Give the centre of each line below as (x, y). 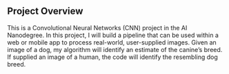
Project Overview (45, 11)
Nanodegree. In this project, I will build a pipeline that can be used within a (113, 35)
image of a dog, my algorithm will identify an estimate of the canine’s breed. (115, 49)
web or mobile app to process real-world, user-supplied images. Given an (112, 42)
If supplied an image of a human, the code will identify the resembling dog (113, 57)
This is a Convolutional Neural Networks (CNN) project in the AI (97, 27)
